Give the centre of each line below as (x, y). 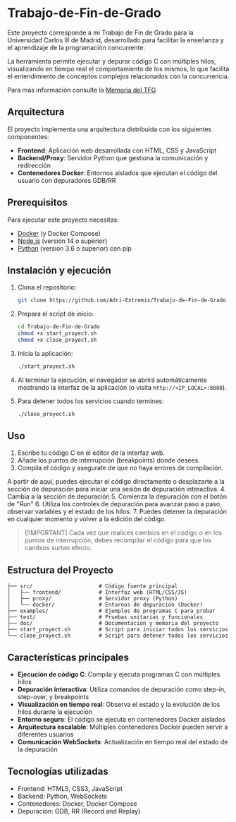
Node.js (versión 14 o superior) (62, 241)
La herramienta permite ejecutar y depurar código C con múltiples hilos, (112, 61)
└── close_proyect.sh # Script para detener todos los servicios (118, 636)
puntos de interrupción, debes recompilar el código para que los (118, 540)
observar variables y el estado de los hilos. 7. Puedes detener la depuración (117, 512)
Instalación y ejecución (59, 270)
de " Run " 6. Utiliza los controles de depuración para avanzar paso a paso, (114, 504)
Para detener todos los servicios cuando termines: (91, 401)
